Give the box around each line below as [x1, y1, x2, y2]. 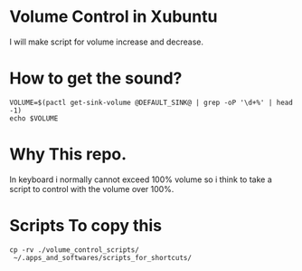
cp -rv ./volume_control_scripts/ [9, 245, 140, 255]
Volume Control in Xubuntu [9, 6, 218, 27]
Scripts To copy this [9, 216, 163, 236]
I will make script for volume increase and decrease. [9, 36, 204, 47]
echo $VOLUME [9, 113, 59, 123]
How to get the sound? [9, 68, 183, 89]
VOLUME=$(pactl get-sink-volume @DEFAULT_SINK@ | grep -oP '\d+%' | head [9, 98, 294, 107]
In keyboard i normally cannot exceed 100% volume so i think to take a [9, 174, 273, 185]
